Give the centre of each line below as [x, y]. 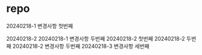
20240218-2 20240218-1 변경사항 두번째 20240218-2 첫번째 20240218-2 [96, 38]
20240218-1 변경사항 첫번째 [40, 26]
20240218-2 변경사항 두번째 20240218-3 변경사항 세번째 [81, 46]
